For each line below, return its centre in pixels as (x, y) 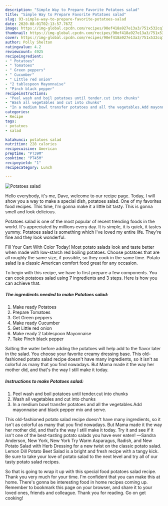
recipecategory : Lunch (29, 167)
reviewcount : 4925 (24, 51)
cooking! (14, 498)
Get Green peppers (32, 318)
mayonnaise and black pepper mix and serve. (59, 410)
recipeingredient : (24, 56)
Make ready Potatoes (34, 307)
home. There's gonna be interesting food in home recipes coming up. (76, 482)
